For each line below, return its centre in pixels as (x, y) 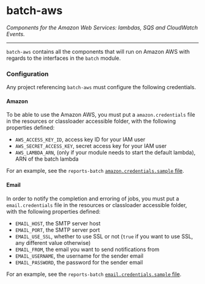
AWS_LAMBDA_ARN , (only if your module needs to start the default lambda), (105, 153)
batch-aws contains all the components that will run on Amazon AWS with (98, 51)
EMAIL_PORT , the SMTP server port (57, 230)
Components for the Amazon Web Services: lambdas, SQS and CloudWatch (102, 27)
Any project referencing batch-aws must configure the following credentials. (101, 87)
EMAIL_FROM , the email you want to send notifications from (87, 249)
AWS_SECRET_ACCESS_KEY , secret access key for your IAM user (91, 146)
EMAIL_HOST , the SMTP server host (58, 223)
